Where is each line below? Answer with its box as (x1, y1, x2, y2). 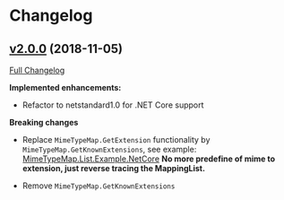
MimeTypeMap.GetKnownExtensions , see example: (22, 144, 197, 154)
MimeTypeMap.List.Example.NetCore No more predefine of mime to (22, 153, 276, 164)
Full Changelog (9, 65, 65, 75)
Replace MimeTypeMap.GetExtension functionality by (22, 135, 211, 144)
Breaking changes (9, 117, 79, 127)
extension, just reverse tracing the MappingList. (22, 163, 206, 173)
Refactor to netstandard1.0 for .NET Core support (22, 100, 204, 110)
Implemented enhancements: (9, 83, 122, 92)
